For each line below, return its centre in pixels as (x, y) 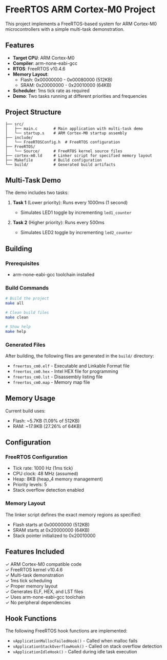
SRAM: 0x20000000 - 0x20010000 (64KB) (66, 85)
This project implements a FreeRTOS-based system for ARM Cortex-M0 (81, 24)
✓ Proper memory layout (32, 586)
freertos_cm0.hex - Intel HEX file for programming (65, 371)
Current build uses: (26, 411)
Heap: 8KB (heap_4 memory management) (58, 479)
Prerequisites (22, 263)
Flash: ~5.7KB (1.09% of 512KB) (46, 421)
